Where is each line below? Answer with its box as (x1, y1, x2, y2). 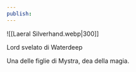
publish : (6, 10, 32, 17)
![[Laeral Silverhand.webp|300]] (6, 29, 100, 38)
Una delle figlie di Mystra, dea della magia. (6, 57, 130, 65)
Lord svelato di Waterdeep (6, 43, 83, 51)
